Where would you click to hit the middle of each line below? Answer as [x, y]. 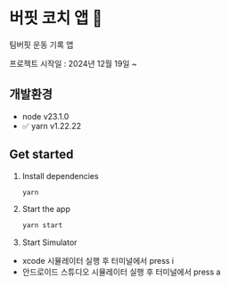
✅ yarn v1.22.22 [52, 126]
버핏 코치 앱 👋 [56, 18]
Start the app [46, 209]
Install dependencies [61, 176]
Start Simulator [49, 242]
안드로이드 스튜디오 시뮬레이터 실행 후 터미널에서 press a [121, 272]
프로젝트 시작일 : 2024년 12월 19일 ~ [74, 63]
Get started [41, 155]
